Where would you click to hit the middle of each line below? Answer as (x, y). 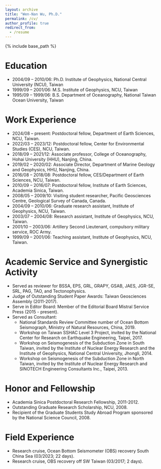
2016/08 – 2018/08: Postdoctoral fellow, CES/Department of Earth (78, 175)
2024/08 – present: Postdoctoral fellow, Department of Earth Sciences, (83, 133)
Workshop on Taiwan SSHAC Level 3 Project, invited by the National (88, 332)
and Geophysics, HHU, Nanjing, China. (51, 169)
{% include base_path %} (31, 46)
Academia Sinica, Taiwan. (38, 190)
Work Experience (41, 120)
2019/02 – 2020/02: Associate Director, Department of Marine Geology (83, 164)
